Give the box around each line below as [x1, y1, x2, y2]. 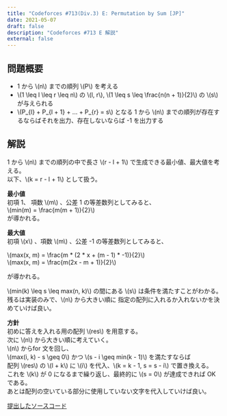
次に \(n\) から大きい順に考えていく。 [7, 335, 113, 343]
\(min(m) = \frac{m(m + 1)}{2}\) [7, 206, 96, 214]
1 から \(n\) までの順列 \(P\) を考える [16, 82, 118, 90]
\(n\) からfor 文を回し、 [7, 344, 73, 352]
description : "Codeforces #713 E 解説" [7, 29, 119, 36]
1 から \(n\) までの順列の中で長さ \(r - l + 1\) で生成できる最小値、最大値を [7, 158, 214, 166]
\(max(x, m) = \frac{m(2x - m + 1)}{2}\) [7, 258, 117, 266]
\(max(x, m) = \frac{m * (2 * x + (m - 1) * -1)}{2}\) [7, 251, 146, 259]
